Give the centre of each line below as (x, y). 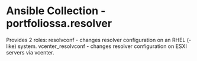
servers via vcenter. (30, 52)
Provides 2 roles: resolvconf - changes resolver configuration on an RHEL (96, 40)
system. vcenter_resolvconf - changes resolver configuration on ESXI (102, 46)
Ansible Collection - (56, 11)
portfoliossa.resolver (59, 23)
